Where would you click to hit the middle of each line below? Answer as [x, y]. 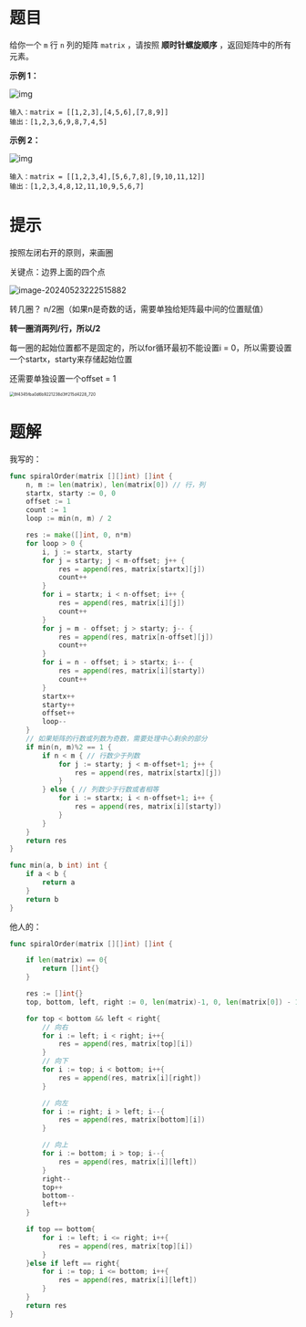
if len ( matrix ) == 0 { [66, 960]
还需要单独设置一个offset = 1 [63, 378]
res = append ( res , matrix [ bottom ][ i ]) [132, 1120]
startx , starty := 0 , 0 [71, 493]
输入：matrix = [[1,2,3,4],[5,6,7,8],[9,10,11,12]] [107, 177]
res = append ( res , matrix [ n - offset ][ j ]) [136, 637]
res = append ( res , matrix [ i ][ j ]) [121, 603]
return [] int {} [71, 969]
